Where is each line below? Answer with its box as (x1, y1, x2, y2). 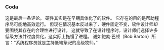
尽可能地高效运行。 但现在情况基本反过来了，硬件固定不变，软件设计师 (9, 21, 154, 27)
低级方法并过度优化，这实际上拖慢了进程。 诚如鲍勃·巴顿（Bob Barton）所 (5, 33, 156, 40)
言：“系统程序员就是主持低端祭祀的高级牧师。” (5, 40, 98, 46)
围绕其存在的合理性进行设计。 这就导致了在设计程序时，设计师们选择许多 (9, 27, 158, 33)
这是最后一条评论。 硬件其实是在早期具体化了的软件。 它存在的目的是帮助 (5, 15, 155, 21)
